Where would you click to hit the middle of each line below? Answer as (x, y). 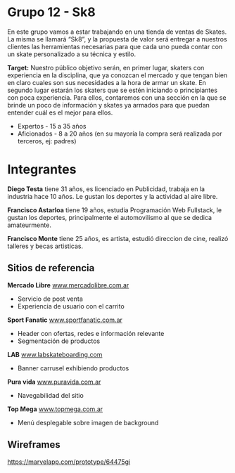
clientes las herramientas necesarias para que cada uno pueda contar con (115, 46)
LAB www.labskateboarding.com (55, 354)
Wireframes (34, 445)
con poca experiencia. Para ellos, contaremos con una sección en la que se (117, 97)
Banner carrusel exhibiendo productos (73, 368)
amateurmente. (29, 225)
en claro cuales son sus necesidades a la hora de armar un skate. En (107, 82)
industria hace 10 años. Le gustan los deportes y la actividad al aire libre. (113, 196)
